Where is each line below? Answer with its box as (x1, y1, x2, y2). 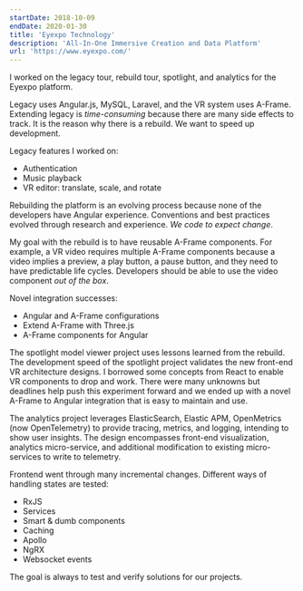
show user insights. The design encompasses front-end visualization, (9, 432, 269, 443)
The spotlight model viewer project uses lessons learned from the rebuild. (9, 347, 286, 358)
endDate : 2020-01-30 (9, 22, 88, 31)
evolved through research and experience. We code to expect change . (9, 219, 274, 230)
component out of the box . (9, 276, 109, 286)
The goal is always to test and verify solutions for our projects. (9, 572, 243, 583)
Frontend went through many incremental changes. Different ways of (9, 469, 268, 480)
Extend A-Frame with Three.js (22, 320, 134, 331)
